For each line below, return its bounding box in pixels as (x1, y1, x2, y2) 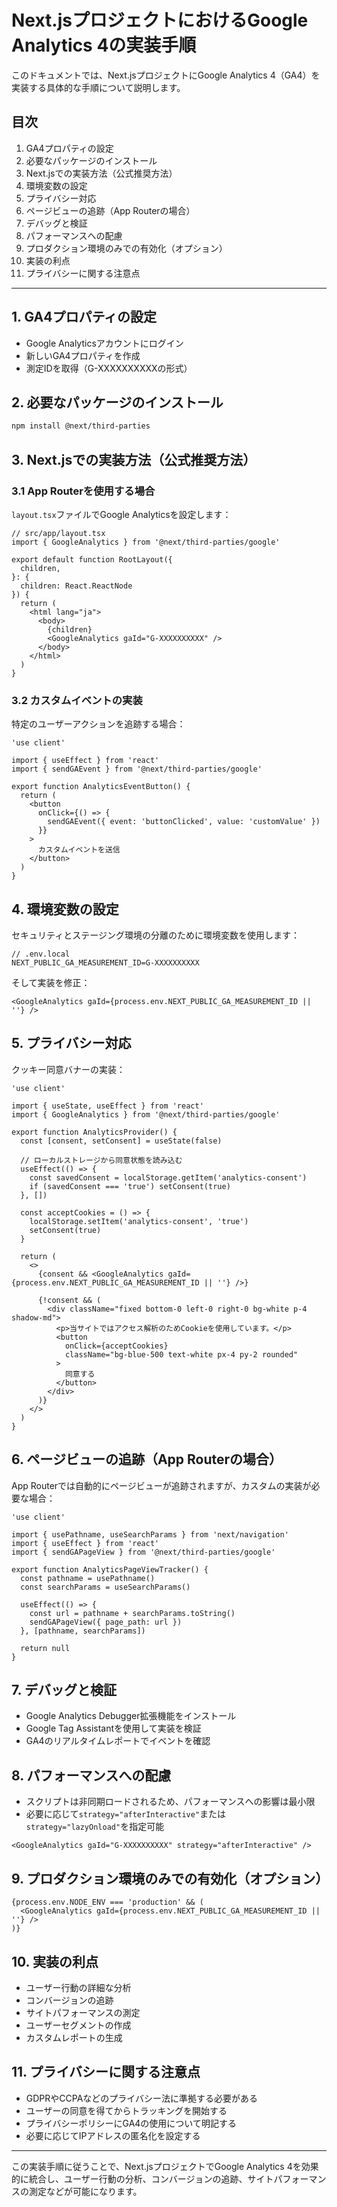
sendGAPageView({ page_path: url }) (29, 1617, 183, 1627)
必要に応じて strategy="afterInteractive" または (25, 1808, 227, 1820)
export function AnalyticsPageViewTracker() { (11, 1564, 209, 1575)
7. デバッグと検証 (11, 1682, 117, 1699)
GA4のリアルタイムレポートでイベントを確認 (25, 1735, 211, 1747)
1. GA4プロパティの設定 (11, 309, 158, 326)
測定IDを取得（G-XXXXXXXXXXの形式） (25, 362, 193, 374)
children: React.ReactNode (20, 581, 133, 591)
